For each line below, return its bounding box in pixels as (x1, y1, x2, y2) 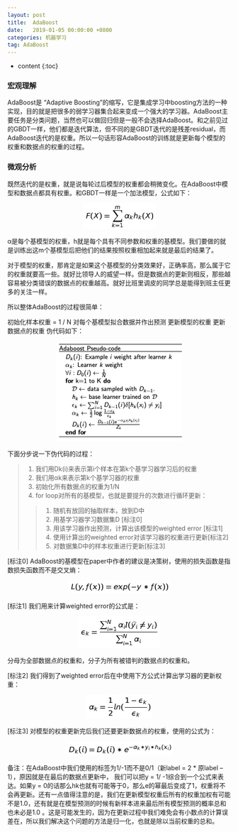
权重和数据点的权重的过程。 (7, 143, 89, 151)
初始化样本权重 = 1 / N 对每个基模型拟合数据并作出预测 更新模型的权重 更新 (7, 317, 226, 326)
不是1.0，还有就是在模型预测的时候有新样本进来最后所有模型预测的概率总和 (7, 799, 227, 807)
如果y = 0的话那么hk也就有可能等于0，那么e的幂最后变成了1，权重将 (19, 781, 220, 789)
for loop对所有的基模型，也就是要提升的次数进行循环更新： (35, 491, 208, 500)
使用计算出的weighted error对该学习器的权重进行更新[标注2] (52, 532, 229, 541)
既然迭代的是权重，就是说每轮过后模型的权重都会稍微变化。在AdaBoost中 (7, 180, 222, 188)
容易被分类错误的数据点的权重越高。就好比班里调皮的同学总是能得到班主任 (7, 278, 225, 287)
